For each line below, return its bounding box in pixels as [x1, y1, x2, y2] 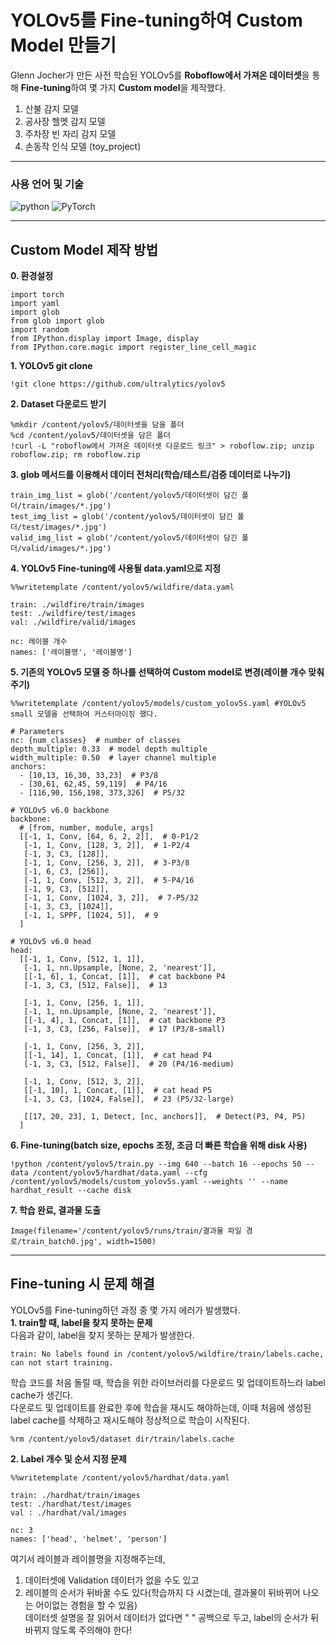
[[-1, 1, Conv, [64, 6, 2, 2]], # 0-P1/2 [19, 832, 199, 842]
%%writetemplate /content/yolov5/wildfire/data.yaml [10, 582, 235, 593]
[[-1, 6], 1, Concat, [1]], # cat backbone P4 [23, 972, 226, 982]
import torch [10, 290, 65, 300]
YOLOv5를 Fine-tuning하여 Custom [10, 9, 303, 32]
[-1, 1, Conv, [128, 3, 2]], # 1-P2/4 [23, 841, 190, 851]
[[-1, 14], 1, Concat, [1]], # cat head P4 [23, 1051, 213, 1061]
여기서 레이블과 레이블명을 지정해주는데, [10, 1552, 166, 1565]
